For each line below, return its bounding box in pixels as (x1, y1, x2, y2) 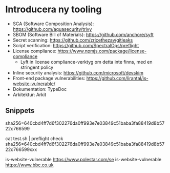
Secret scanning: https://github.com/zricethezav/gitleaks (12, 37, 133, 43)
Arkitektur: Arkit (12, 91, 47, 98)
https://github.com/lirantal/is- (86, 75, 148, 81)
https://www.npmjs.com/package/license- (57, 48, 147, 54)
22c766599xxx (5, 146, 37, 152)
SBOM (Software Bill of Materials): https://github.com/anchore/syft (12, 31, 154, 37)
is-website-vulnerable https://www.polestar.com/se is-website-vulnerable (5, 156, 162, 162)
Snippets (5, 106, 35, 115)
